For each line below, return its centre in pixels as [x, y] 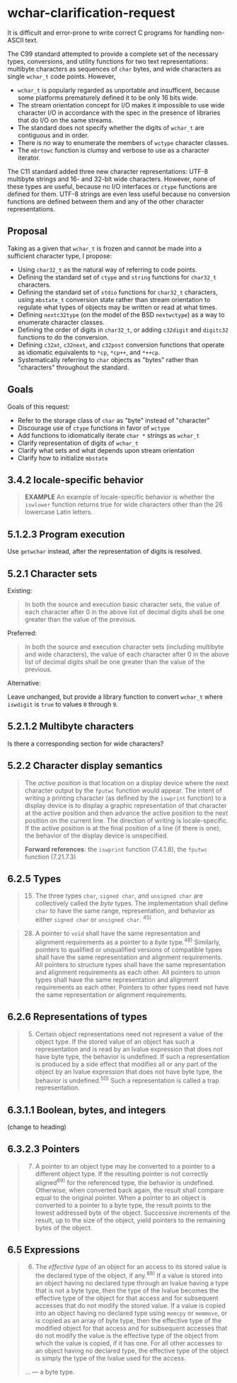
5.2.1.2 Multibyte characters [71, 727]
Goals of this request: [39, 406]
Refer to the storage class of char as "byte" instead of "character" [114, 420]
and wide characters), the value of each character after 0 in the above [127, 654]
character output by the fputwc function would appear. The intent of [123, 790]
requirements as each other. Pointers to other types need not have [132, 987]
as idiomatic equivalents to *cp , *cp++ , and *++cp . [89, 352]
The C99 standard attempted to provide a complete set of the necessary [113, 54]
